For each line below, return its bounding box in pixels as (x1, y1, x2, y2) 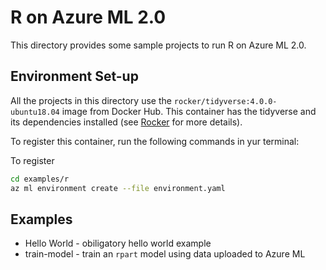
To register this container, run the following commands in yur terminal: (10, 135, 300, 147)
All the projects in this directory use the (10, 94, 172, 106)
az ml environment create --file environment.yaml (10, 183, 226, 193)
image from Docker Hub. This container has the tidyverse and (61, 105, 317, 117)
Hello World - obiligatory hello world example (24, 237, 212, 250)
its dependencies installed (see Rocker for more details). (10, 116, 243, 128)
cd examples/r (10, 174, 70, 184)
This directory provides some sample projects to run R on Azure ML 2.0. (10, 39, 307, 51)
